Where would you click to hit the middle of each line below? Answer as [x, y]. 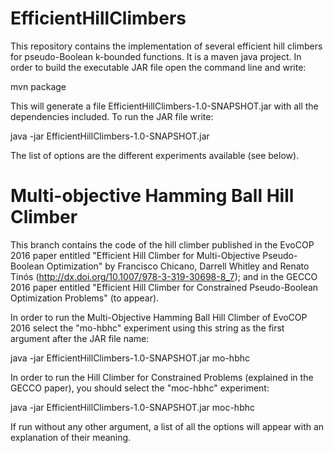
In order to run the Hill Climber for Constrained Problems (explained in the [162, 377]
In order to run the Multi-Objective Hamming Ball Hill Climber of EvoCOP [159, 317]
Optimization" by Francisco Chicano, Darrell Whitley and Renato [178, 266]
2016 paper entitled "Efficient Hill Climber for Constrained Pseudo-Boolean [164, 287]
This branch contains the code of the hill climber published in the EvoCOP [162, 244]
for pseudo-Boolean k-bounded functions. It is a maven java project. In [156, 56]
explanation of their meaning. [71, 437]
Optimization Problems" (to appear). [85, 298]
